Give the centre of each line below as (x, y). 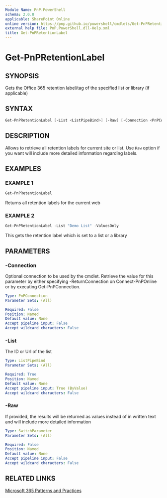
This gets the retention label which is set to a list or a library (66, 236)
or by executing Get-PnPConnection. (43, 286)
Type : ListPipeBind (25, 361)
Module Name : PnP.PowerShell (35, 10)
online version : (22, 24)
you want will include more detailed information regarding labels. (71, 153)
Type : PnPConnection (27, 296)
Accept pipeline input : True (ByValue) (46, 388)
